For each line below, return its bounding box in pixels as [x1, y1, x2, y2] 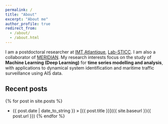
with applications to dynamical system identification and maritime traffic [5, 64, 154, 70]
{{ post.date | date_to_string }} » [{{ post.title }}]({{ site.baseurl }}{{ [12, 107, 151, 113]
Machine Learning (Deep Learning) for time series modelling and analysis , [5, 59, 163, 65]
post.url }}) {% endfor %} [12, 113, 65, 119]
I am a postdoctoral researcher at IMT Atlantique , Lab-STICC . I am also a [5, 48, 156, 55]
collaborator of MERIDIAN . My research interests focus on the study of [5, 54, 152, 60]
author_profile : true [5, 21, 51, 26]
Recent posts [5, 84, 48, 93]
